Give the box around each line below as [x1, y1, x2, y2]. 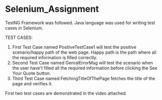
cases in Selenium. [5, 25, 43, 31]
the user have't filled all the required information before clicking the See [12, 65, 158, 71]
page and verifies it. [12, 80, 53, 87]
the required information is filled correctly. [12, 54, 98, 60]
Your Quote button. [12, 70, 51, 76]
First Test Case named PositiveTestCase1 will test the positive [12, 44, 136, 50]
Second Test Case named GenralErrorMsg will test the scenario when [12, 60, 153, 66]
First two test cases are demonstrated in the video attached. [5, 90, 127, 96]
